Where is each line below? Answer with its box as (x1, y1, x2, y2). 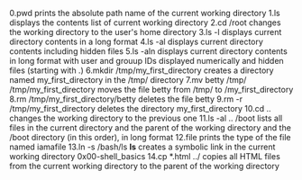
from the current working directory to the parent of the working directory (9, 161, 279, 171)
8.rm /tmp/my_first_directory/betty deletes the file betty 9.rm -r (9, 94, 243, 104)
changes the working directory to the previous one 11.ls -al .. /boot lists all (9, 112, 283, 123)
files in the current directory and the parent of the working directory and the (9, 122, 291, 133)
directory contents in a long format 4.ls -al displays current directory (9, 36, 264, 47)
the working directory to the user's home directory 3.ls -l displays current (9, 27, 282, 37)
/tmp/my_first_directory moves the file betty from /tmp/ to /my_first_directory (9, 85, 294, 94)
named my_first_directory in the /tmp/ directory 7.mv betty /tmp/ (9, 75, 247, 85)
